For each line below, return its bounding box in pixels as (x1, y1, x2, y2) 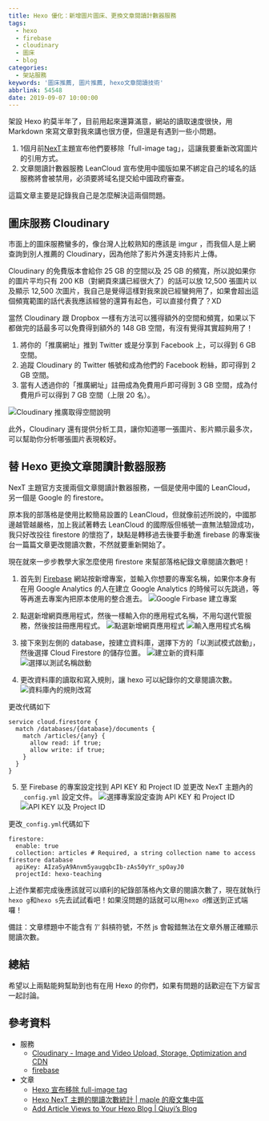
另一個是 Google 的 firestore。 (8, 492, 108, 502)
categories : (8, 64, 48, 72)
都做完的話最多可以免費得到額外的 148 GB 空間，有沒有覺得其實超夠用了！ (8, 323, 254, 333)
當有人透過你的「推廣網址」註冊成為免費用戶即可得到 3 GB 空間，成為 (19, 380, 251, 390)
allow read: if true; (29, 738, 102, 747)
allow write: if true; (29, 745, 106, 753)
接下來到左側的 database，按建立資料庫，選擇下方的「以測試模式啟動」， (19, 637, 260, 647)
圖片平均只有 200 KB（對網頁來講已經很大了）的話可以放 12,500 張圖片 (14, 276, 251, 286)
